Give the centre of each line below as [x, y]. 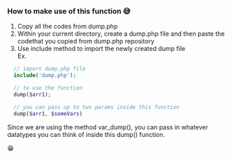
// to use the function [48, 88]
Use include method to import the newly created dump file [101, 49]
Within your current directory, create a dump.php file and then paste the [121, 34]
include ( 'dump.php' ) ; [45, 76]
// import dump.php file [50, 69]
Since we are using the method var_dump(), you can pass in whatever [108, 127]
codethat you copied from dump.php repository [86, 41]
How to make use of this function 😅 [69, 11]
